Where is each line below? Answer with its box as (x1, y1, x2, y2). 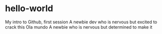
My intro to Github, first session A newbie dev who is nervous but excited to (5, 19, 158, 25)
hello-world (5, 3, 54, 14)
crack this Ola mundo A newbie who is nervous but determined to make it (5, 24, 153, 30)
